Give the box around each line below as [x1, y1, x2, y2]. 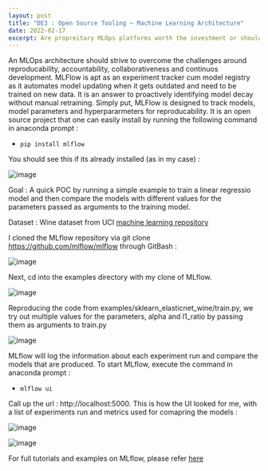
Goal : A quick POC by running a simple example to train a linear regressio [8, 185, 251, 195]
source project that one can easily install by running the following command [8, 115, 258, 124]
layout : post [8, 11, 52, 20]
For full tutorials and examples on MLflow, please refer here [8, 453, 204, 463]
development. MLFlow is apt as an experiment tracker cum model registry [8, 73, 250, 82]
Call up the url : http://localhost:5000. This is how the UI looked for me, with [8, 399, 258, 409]
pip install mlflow [19, 140, 85, 148]
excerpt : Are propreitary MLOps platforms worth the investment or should [8, 33, 262, 42]
